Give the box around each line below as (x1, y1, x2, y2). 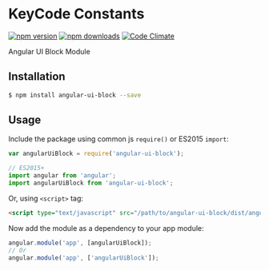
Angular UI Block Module (8, 46, 90, 56)
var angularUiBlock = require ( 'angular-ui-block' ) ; (8, 149, 184, 158)
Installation (8, 69, 66, 84)
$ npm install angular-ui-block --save (8, 91, 142, 99)
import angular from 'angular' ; (8, 172, 116, 180)
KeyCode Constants (8, 5, 145, 23)
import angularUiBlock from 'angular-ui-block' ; (8, 179, 174, 188)
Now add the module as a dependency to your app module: (8, 223, 204, 232)
